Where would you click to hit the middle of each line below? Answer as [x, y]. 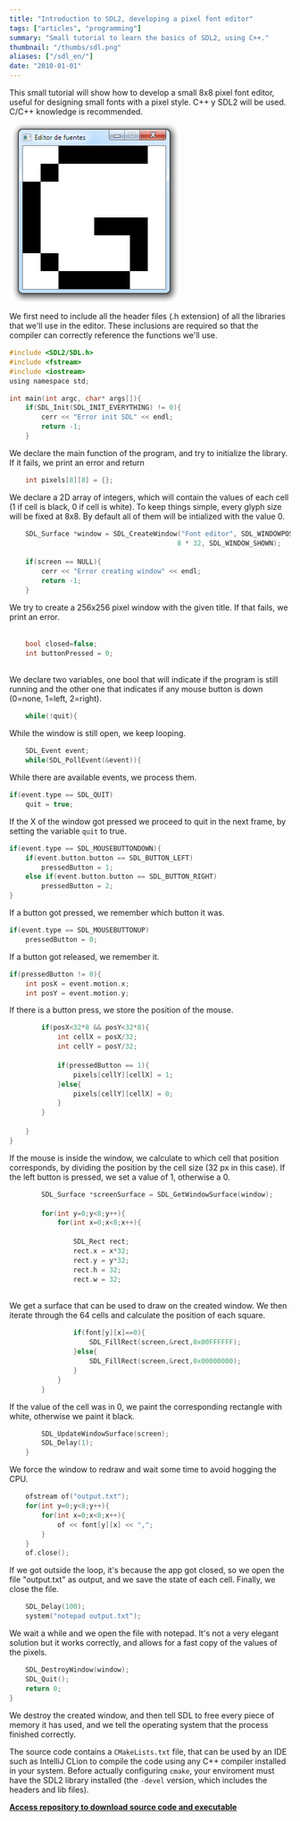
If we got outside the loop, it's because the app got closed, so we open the [147, 1571]
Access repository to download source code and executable [123, 1807]
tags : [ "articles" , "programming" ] [75, 28]
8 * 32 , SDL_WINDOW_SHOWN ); [229, 543]
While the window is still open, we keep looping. [97, 733]
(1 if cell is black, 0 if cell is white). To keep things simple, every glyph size [146, 506]
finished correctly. [42, 1734]
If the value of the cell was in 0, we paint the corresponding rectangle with [146, 1406]
